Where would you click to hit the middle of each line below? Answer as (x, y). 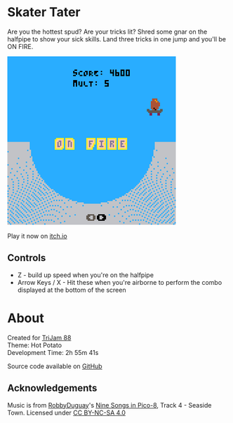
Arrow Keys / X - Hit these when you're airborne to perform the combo (120, 282)
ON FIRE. (20, 46)
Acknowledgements (52, 388)
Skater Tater (44, 12)
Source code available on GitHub (55, 366)
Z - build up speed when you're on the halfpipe (86, 275)
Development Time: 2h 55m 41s (53, 352)
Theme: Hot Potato (34, 345)
